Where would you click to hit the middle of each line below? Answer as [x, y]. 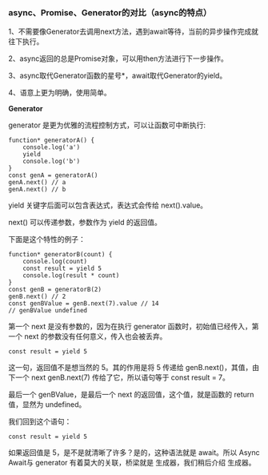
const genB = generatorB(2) [55, 290]
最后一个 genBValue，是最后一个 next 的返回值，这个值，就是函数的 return [131, 395]
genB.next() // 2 [37, 297]
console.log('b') [52, 162]
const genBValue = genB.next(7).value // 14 [84, 304]
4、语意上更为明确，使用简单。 [60, 93]
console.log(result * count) [71, 276]
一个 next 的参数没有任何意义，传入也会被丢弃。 [88, 336]
